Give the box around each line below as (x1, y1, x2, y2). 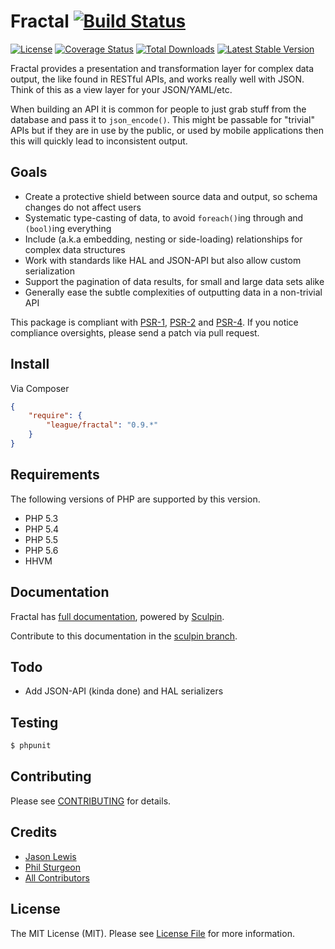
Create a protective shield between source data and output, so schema (24, 190, 318, 202)
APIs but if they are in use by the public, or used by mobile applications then (10, 124, 324, 136)
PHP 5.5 (24, 533, 59, 545)
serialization (24, 265, 76, 277)
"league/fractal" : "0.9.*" (46, 420, 159, 430)
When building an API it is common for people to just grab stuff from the (10, 103, 307, 115)
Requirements (10, 466, 100, 484)
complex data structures (24, 243, 126, 255)
